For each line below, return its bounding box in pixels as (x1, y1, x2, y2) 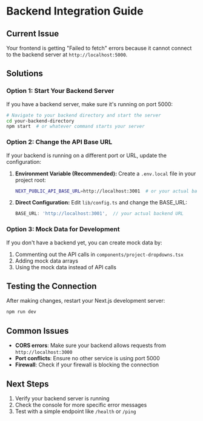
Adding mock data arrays (15, 257, 79, 264)
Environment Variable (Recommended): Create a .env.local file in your (15, 170, 196, 177)
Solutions (6, 69, 44, 79)
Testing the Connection (6, 281, 97, 292)
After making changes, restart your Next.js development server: (6, 297, 165, 305)
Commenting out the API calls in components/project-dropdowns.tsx (15, 251, 184, 258)
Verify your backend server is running (15, 394, 110, 402)
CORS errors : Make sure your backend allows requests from (15, 342, 167, 349)
